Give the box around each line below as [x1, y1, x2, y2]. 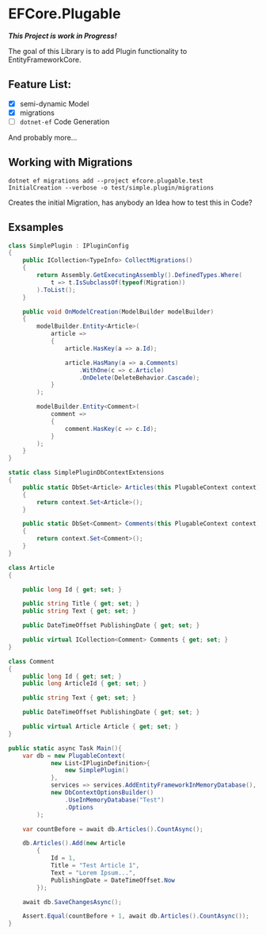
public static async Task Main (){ [8, 744, 123, 752]
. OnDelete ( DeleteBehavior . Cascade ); [78, 374, 200, 382]
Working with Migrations [8, 156, 133, 169]
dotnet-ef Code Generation [19, 117, 110, 126]
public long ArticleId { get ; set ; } [22, 679, 147, 687]
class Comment [8, 657, 55, 665]
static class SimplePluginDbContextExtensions [8, 469, 165, 477]
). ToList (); [36, 286, 77, 294]
